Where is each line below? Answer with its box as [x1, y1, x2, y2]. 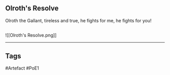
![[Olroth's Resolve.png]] [5, 32, 57, 39]
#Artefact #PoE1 [5, 65, 39, 71]
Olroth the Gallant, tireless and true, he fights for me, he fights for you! [5, 17, 152, 23]
